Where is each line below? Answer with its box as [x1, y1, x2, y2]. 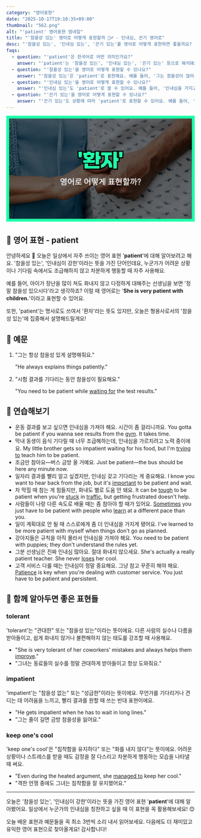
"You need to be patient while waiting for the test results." [14, 388, 157, 395]
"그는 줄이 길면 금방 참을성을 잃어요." [14, 716, 101, 723]
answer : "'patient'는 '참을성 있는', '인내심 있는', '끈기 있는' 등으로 [17, 60, 179, 66]
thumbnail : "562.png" [6, 22, 60, 28]
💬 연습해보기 [6, 406, 50, 416]
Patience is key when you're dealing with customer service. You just [14, 568, 183, 576]
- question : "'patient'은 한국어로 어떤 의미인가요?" [11, 54, 133, 60]
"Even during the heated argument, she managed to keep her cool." [14, 773, 182, 780]
